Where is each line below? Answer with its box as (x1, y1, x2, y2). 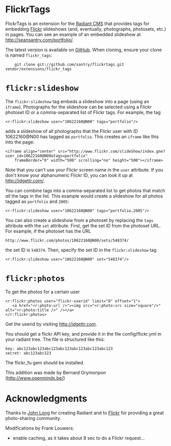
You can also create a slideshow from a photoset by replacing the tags (5, 217, 154, 223)
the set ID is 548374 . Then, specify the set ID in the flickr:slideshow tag (5, 247, 157, 253)
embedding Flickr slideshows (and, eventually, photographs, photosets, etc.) (5, 26, 166, 32)
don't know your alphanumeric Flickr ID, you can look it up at (5, 172, 133, 178)
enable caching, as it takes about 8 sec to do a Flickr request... (12, 435, 145, 441)
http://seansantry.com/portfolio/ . (5, 37, 74, 43)
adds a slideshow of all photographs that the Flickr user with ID (5, 128, 138, 134)
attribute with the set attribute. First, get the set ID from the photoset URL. (5, 222, 161, 228)
